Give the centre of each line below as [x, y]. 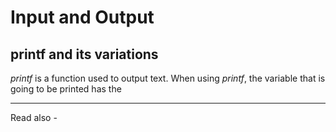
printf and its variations [84, 54]
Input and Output [82, 17]
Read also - [34, 117]
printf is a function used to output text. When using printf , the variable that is [168, 78]
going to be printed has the [66, 89]
